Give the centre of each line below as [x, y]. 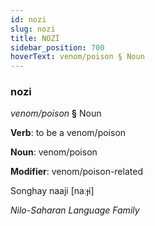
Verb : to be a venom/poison [68, 133]
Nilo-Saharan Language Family [75, 210]
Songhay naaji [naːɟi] [52, 191]
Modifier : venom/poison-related [76, 172]
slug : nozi [33, 29]
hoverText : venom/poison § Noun [77, 57]
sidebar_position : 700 [57, 47]
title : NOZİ [35, 38]
